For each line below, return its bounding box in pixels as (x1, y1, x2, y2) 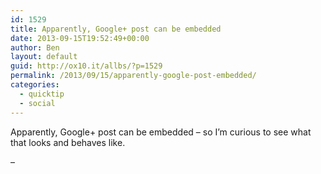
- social (19, 98, 56, 108)
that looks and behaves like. (10, 136, 126, 148)
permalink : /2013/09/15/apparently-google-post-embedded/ (10, 71, 257, 81)
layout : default (10, 52, 78, 62)
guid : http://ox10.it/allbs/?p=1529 (10, 61, 163, 71)
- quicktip (19, 89, 65, 99)
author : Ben (10, 42, 60, 53)
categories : (10, 80, 60, 90)
